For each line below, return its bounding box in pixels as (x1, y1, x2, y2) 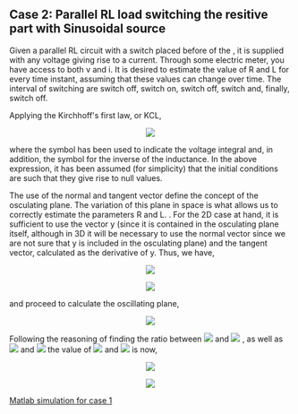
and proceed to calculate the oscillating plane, (9, 298, 180, 308)
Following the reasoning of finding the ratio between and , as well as (9, 333, 284, 344)
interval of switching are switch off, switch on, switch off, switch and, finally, (9, 82, 290, 93)
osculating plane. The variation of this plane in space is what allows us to (9, 199, 279, 210)
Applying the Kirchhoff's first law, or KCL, (9, 109, 162, 120)
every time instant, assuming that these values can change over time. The (9, 73, 282, 84)
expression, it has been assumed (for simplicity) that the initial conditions (9, 163, 279, 174)
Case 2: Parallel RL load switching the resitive (9, 7, 268, 22)
